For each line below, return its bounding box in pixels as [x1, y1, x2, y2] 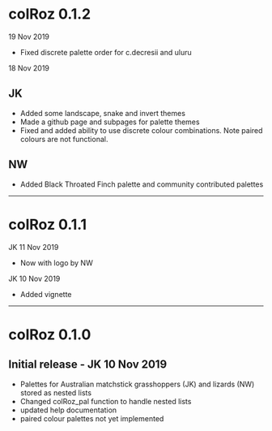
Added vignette [19, 289, 72, 299]
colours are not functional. [19, 134, 108, 144]
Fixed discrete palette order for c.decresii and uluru [19, 47, 192, 57]
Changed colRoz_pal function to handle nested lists [19, 396, 192, 406]
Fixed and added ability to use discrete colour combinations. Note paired [19, 125, 263, 135]
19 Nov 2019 [8, 32, 50, 41]
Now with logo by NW [19, 257, 93, 268]
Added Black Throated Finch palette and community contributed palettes [19, 179, 264, 189]
